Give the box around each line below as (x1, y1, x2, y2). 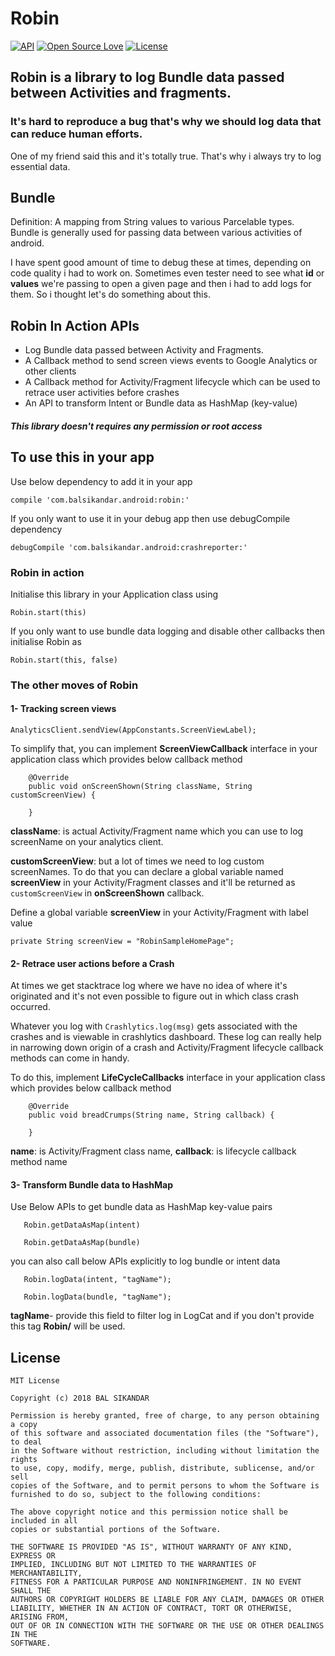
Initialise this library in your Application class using (10, 588, 218, 600)
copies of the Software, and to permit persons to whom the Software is (10, 1481, 320, 1491)
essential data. (10, 160, 71, 172)
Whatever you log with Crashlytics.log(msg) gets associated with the (10, 1020, 298, 1032)
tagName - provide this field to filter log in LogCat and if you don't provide (10, 1310, 315, 1322)
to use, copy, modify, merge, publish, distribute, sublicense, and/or (10, 1463, 315, 1474)
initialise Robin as (10, 635, 82, 647)
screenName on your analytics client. (10, 836, 164, 848)
